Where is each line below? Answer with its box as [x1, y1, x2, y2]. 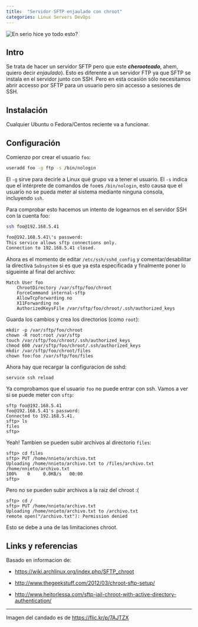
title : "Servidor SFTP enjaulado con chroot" [6, 8, 123, 15]
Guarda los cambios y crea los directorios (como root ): [6, 316, 140, 323]
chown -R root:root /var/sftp [6, 333, 81, 339]
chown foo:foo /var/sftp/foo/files [6, 353, 94, 359]
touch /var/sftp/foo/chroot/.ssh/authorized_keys [6, 337, 131, 344]
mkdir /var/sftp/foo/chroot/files [6, 348, 91, 354]
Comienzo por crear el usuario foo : [6, 153, 91, 160]
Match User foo [6, 280, 44, 286]
